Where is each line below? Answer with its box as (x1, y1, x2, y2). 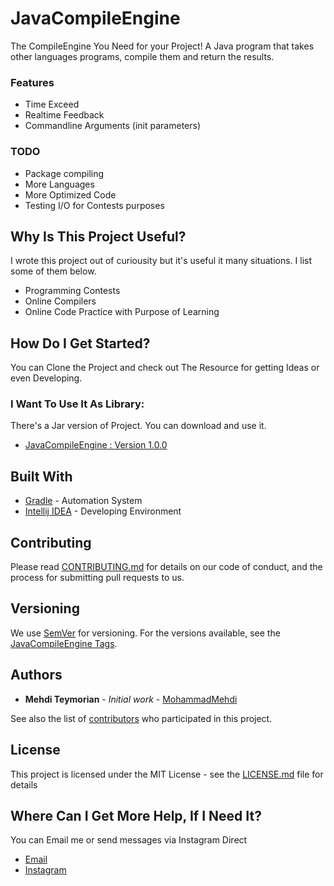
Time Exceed (24, 98, 80, 111)
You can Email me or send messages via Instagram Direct (10, 834, 248, 846)
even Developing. (10, 372, 83, 384)
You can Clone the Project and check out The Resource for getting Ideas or (10, 362, 320, 374)
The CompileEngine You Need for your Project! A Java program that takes (10, 40, 315, 52)
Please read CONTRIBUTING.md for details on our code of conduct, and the (10, 561, 323, 573)
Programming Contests (24, 285, 121, 297)
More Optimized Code (24, 188, 117, 201)
